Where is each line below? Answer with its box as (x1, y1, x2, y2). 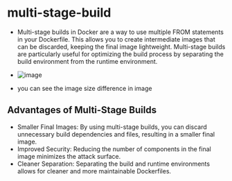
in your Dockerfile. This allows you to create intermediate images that (17, 35, 216, 43)
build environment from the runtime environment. (17, 57, 158, 65)
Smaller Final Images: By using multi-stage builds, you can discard (17, 123, 208, 131)
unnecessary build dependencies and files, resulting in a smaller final (17, 130, 215, 138)
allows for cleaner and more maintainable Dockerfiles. (17, 166, 172, 175)
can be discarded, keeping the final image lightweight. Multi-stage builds (17, 42, 226, 51)
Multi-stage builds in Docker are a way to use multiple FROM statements (17, 28, 224, 36)
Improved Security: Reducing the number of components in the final (17, 144, 211, 153)
